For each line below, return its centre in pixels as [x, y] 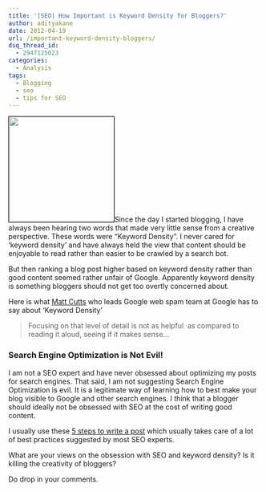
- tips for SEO [41, 98]
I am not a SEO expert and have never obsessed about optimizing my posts [132, 372]
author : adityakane [41, 23]
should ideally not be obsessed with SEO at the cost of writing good [120, 407]
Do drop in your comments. [53, 479]
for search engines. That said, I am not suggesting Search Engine [116, 381]
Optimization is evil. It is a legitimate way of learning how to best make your [133, 389]
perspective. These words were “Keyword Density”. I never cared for [121, 237]
